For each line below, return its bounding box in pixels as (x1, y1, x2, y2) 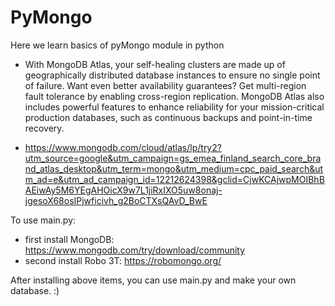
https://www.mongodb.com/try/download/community (24, 244, 246, 256)
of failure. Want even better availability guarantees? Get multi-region (24, 79, 307, 91)
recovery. (24, 122, 65, 134)
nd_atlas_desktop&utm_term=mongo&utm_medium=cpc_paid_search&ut (24, 162, 324, 175)
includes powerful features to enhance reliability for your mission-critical (24, 101, 325, 113)
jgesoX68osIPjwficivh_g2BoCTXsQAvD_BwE (24, 194, 208, 206)
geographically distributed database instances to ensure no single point (24, 69, 321, 81)
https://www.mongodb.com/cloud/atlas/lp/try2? (24, 141, 222, 153)
